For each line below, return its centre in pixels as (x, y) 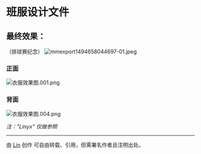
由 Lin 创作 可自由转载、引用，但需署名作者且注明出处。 (75, 144)
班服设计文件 (38, 12)
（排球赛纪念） (25, 52)
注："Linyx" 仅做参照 (32, 127)
